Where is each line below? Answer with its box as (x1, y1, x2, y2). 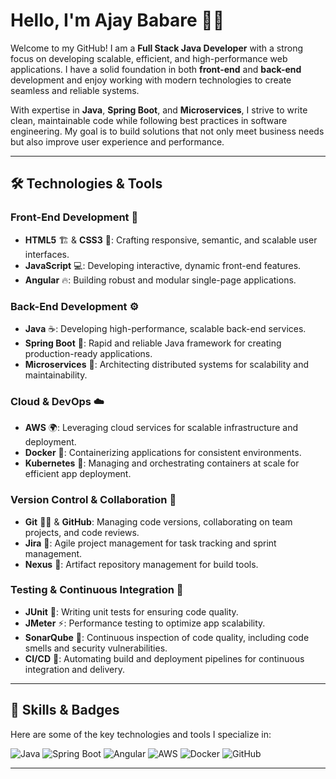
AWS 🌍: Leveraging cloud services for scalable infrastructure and (24, 422, 298, 434)
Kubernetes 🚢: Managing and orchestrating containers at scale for (24, 457, 300, 469)
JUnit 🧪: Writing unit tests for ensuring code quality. (24, 605, 239, 618)
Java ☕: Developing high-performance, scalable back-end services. (24, 322, 307, 334)
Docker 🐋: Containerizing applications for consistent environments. (24, 447, 302, 459)
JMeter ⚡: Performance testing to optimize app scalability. (24, 617, 266, 629)
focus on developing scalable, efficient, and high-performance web (10, 52, 288, 64)
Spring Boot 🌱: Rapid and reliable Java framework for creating (24, 337, 282, 349)
